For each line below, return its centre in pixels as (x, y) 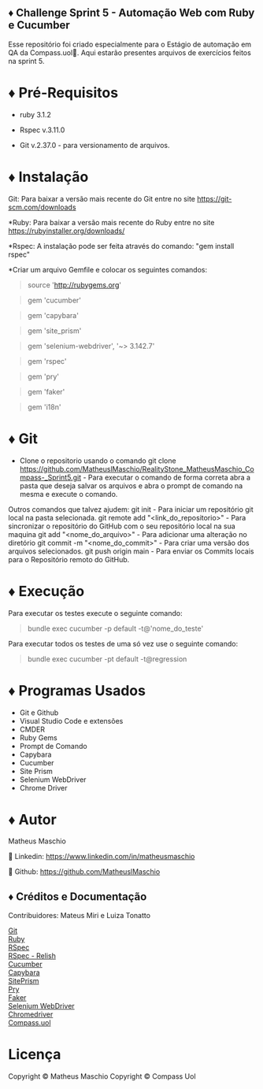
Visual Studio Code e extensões (71, 720)
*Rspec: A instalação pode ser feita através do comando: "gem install (121, 246)
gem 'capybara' (53, 315)
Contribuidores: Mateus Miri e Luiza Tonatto (80, 916)
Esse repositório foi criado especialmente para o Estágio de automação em (130, 44)
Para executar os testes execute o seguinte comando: (95, 613)
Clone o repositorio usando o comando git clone (98, 461)
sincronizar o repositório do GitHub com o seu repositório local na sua (122, 526)
